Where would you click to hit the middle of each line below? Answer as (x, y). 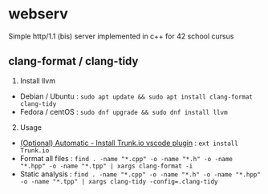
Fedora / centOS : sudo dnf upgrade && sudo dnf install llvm (124, 111)
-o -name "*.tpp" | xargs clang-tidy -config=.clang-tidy (119, 181)
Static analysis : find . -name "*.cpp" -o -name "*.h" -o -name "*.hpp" (140, 174)
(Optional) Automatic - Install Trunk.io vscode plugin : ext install (129, 143)
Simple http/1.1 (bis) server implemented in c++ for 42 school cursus (121, 36)
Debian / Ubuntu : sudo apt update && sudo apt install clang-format (136, 96)
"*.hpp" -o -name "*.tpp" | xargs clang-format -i (106, 166)
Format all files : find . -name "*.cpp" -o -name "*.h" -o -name (126, 158)
